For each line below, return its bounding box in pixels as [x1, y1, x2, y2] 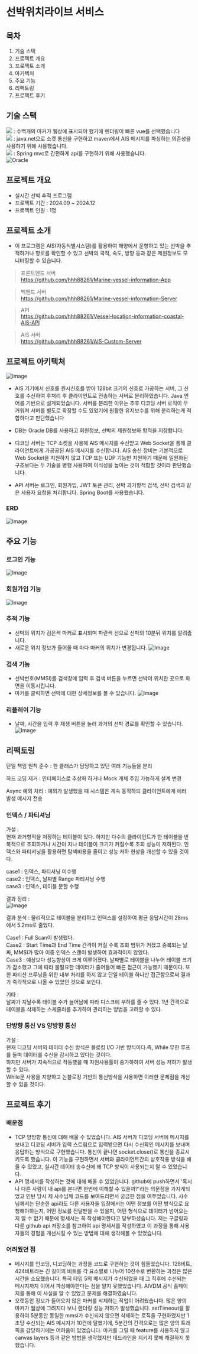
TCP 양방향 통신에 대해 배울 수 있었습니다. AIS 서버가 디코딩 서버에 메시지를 [14, 1133, 189, 1141]
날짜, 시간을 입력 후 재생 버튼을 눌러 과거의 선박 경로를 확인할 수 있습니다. [14, 720, 183, 728]
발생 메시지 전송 [6, 795, 43, 802]
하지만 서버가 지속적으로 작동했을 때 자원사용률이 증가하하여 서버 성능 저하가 [6, 1058, 181, 1066]
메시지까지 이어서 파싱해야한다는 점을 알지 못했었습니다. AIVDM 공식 [14, 1282, 173, 1289]
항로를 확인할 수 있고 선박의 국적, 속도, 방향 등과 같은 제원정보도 [35, 249, 182, 257]
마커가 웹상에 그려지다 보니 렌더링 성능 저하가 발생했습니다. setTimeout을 [14, 1304, 184, 1311]
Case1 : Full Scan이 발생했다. [6, 934, 74, 941]
